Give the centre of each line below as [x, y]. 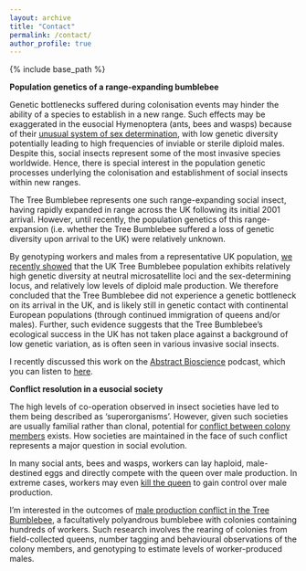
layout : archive [40, 18]
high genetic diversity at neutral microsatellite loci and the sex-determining [150, 276]
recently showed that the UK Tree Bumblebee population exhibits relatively [150, 267]
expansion [29, 229]
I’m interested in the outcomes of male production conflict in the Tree [139, 510]
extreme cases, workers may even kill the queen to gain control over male [148, 483]
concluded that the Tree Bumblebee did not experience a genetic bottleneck [153, 296]
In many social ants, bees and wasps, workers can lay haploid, [127, 463]
